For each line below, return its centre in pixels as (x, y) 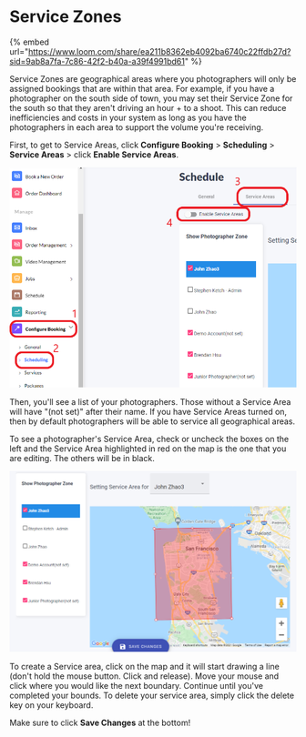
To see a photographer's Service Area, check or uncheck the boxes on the (149, 439)
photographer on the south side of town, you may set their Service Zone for (151, 98)
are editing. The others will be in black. (82, 459)
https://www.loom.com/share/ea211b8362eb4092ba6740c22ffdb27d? (159, 51)
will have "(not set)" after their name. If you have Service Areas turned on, (148, 412)
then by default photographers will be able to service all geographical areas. (153, 421)
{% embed (30, 42)
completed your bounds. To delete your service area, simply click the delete (152, 695)
